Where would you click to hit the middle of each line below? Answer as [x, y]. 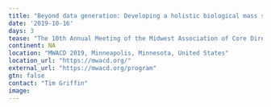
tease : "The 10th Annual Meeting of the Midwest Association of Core [128, 38]
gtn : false [27, 76]
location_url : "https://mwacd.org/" [70, 61]
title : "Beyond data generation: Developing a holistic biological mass [133, 16]
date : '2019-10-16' [41, 23]
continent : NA [32, 46]
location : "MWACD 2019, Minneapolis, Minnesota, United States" [119, 53]
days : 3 [21, 31]
